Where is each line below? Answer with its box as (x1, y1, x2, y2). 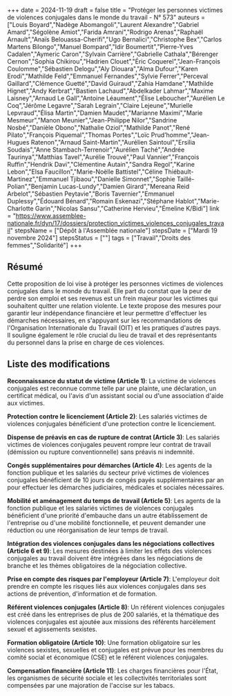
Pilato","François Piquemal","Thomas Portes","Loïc (7, 131, 150, 139)
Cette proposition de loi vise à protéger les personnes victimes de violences (7, 280, 224, 288)
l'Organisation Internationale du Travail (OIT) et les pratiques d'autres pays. (7, 323, 221, 331)
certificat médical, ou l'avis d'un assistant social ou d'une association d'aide (7, 391, 224, 400)
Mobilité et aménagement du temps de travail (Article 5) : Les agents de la (7, 496, 221, 504)
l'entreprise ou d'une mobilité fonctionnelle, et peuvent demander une (7, 518, 206, 526)
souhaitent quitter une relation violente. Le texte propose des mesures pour (7, 301, 222, 310)
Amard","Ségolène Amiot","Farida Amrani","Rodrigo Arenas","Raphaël (7, 28, 204, 36)
